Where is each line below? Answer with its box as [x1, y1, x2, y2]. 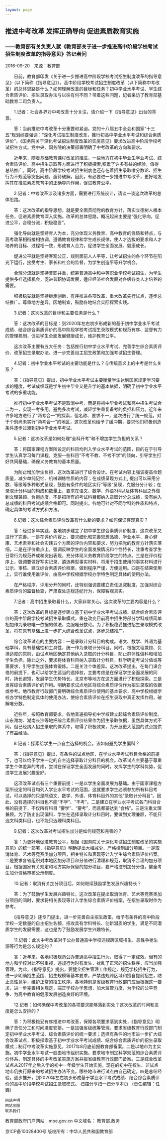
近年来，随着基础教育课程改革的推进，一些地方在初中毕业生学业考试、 [13, 155, 158, 161]
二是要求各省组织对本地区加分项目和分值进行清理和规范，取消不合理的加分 [5, 857, 158, 864]
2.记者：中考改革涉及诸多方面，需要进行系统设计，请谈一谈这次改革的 [13, 190, 158, 197]
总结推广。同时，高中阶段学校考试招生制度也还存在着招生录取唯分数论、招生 [5, 167, 162, 173]
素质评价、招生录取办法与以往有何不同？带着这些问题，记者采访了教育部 [9, 92, 158, 98]
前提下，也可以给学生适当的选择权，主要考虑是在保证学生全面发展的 [13, 670, 153, 676]
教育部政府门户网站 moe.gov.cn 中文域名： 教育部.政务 [5, 1118, 120, 1124]
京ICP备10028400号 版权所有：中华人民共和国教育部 [5, 1129, 113, 1135]
